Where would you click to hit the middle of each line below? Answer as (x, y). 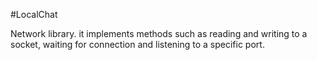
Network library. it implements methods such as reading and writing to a (159, 33)
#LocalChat (34, 14)
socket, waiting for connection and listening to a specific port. (137, 44)
